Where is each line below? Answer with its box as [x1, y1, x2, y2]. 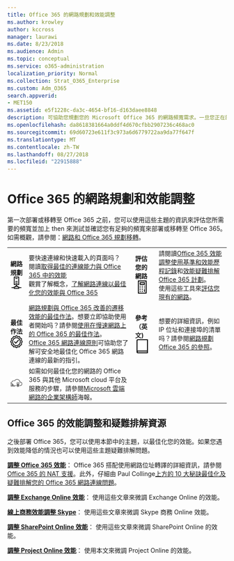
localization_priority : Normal [7, 70, 98, 77]
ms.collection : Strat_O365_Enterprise [7, 77, 120, 84]
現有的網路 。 [158, 293, 196, 301]
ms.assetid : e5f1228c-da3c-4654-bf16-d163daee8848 [7, 107, 157, 114]
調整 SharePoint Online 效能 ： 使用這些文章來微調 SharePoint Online [7, 523, 204, 531]
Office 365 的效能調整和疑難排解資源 [7, 417, 166, 429]
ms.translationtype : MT [7, 136, 77, 143]
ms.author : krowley [7, 18, 64, 26]
